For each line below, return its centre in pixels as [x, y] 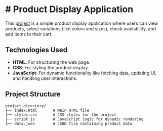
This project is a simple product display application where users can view [82, 23]
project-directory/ [26, 106]
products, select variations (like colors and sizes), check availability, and [80, 28]
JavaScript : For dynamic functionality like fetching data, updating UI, [85, 73]
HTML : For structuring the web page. [51, 62]
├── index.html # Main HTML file [47, 110]
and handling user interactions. [45, 78]
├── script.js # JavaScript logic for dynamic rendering [74, 119]
